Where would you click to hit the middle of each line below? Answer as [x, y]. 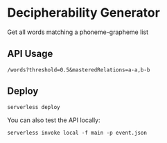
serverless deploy [34, 107]
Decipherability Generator [84, 13]
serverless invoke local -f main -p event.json [77, 133]
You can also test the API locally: [54, 120]
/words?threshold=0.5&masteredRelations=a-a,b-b [79, 70]
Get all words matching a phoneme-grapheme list [78, 32]
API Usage [30, 54]
